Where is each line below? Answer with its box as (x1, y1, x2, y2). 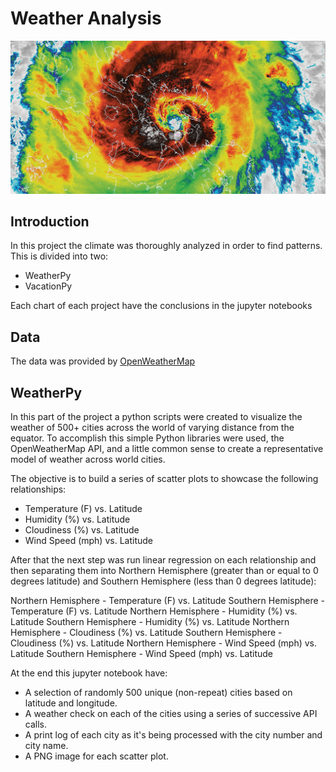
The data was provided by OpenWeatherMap (10, 355, 196, 367)
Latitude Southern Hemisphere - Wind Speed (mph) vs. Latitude (10, 647, 273, 659)
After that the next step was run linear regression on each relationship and (10, 553, 317, 566)
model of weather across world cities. (10, 453, 166, 465)
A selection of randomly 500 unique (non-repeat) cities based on (24, 686, 293, 698)
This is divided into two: (10, 250, 109, 262)
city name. (24, 739, 69, 751)
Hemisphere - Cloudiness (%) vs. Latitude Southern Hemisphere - (10, 626, 283, 638)
